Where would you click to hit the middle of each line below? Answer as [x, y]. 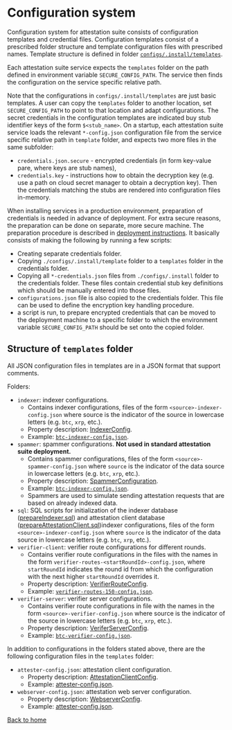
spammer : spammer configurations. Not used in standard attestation [114, 444]
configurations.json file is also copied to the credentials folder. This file [120, 297]
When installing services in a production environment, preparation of [105, 211]
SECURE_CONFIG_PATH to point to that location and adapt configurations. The [113, 110]
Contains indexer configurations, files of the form [98, 407]
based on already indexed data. [72, 503]
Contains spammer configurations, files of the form [100, 459]
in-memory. [34, 197]
